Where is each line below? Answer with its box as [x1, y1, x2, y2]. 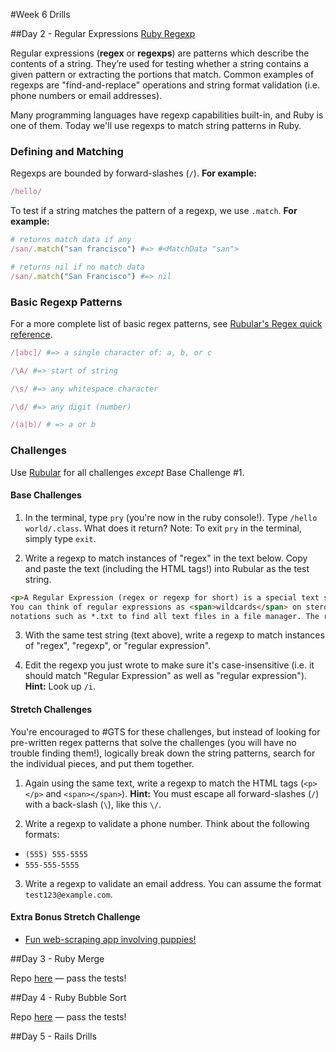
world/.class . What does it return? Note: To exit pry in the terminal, [24, 522, 302, 534]
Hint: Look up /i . [24, 680, 97, 693]
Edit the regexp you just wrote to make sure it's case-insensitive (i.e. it [24, 659, 315, 671]
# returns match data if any [10, 235, 132, 245]
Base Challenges [10, 489, 82, 501]
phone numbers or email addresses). [10, 90, 163, 101]
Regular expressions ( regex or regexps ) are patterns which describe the [10, 47, 310, 59]
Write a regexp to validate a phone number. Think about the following [24, 817, 310, 829]
